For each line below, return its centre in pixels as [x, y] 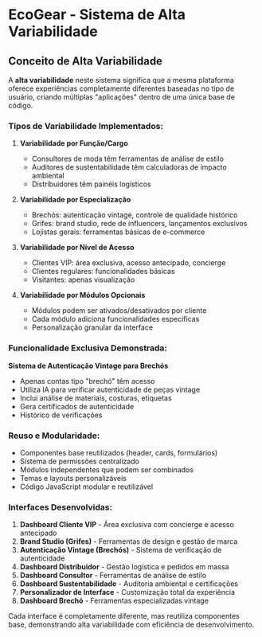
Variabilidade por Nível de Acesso [77, 248]
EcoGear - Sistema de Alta [97, 15]
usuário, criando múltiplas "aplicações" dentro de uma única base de [121, 97]
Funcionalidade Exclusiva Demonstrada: [88, 348]
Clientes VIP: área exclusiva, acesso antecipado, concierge [129, 263]
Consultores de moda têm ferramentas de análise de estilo [128, 159]
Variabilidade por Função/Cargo [74, 143]
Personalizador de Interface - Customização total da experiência [127, 592]
